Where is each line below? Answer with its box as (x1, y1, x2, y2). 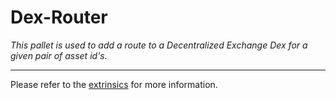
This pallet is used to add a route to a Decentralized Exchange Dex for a (10, 39, 308, 51)
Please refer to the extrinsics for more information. (10, 78, 218, 90)
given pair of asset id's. (10, 49, 108, 61)
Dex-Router (10, 6, 108, 29)
